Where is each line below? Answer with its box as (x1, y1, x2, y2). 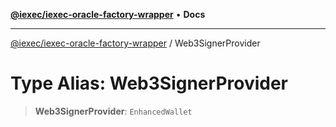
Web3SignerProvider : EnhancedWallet (34, 105, 193, 117)
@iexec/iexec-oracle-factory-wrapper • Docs (10, 9, 206, 20)
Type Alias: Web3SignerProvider (10, 72, 289, 95)
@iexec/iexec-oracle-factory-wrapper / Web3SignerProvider (10, 37, 261, 49)
